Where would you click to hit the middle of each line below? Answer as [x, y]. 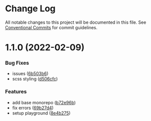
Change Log [30, 9]
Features [16, 92]
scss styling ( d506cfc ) [35, 79]
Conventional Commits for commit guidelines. [51, 27]
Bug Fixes [17, 63]
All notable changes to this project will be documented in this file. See [76, 22]
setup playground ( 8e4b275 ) [41, 113]
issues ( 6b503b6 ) [30, 74]
